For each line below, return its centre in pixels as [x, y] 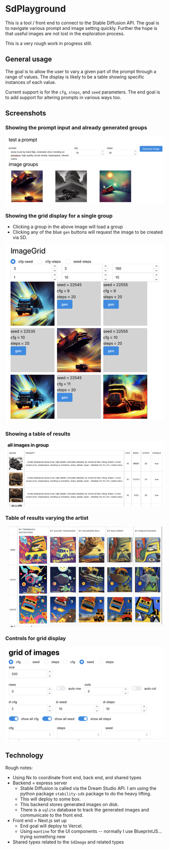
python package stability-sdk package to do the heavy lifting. [86, 793]
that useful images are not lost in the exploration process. [65, 33]
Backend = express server [40, 783]
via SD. [20, 238]
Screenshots [26, 114]
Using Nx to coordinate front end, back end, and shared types [77, 777]
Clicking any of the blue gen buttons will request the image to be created [88, 232]
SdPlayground [36, 9]
